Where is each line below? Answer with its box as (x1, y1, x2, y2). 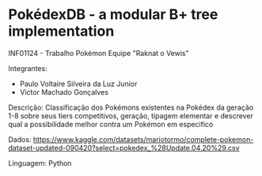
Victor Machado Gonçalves (19, 87, 109, 96)
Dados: (8, 134, 32, 144)
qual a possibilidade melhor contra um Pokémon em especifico (8, 119, 214, 129)
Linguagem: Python (8, 158, 72, 167)
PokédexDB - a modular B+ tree (8, 6, 218, 24)
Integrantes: (8, 63, 47, 73)
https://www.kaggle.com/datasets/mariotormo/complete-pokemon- (32, 134, 254, 144)
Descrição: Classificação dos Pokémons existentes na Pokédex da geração (8, 103, 254, 112)
